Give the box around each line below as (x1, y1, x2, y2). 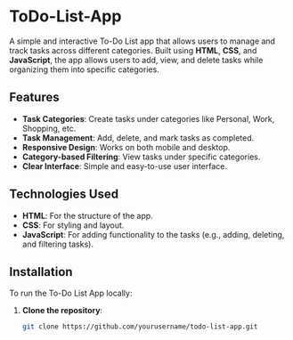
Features (9, 90, 60, 105)
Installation (9, 264, 73, 279)
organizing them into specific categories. (9, 64, 160, 75)
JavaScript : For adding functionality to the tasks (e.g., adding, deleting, (21, 229, 285, 239)
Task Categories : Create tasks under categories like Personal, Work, (21, 113, 275, 124)
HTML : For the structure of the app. (21, 210, 153, 221)
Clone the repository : (21, 305, 103, 316)
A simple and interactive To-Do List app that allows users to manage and (9, 36, 276, 46)
